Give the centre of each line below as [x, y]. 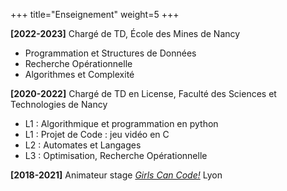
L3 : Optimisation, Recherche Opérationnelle [116, 155]
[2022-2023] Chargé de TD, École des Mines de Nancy [125, 33]
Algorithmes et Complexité [79, 74]
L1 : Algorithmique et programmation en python [121, 123]
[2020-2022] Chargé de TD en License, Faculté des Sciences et [143, 93]
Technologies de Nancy [59, 104]
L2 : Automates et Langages [83, 145]
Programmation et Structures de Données [110, 53]
